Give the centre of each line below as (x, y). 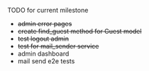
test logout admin (43, 39)
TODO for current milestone (48, 10)
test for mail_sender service (58, 46)
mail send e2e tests (46, 61)
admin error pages (45, 24)
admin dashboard (43, 53)
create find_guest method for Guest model (79, 31)
